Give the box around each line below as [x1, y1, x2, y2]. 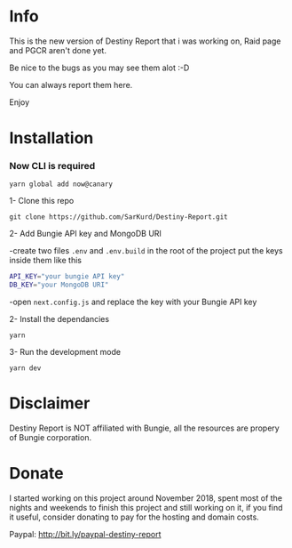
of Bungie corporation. [9, 432, 91, 443]
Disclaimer [9, 393, 91, 414]
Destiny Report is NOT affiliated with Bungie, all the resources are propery [9, 423, 280, 433]
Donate [9, 463, 64, 484]
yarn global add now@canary [9, 180, 114, 189]
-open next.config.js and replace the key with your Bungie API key [9, 296, 257, 308]
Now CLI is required [9, 160, 96, 173]
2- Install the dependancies [9, 314, 109, 325]
